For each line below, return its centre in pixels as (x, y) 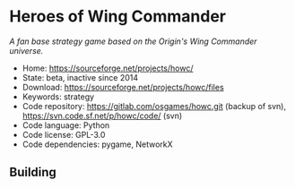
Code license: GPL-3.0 (64, 134)
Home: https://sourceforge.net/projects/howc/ (108, 68)
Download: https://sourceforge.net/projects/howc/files (123, 87)
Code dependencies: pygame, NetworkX (97, 144)
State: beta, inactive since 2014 (80, 77)
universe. (26, 50)
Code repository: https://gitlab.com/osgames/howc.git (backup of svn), (154, 106)
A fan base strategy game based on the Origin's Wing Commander (133, 41)
